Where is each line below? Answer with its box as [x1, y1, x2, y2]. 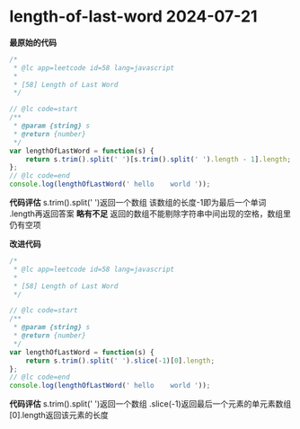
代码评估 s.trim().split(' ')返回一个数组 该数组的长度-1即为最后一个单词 [9, 197, 267, 208]
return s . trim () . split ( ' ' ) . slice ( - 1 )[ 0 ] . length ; [25, 356, 216, 365]
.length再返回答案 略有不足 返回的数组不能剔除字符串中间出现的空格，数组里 [9, 208, 292, 219]
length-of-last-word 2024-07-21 [9, 6, 258, 27]
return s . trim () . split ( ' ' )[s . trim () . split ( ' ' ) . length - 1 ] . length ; [25, 154, 292, 163]
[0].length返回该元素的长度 [9, 410, 110, 421]
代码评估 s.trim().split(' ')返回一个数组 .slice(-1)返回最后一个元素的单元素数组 [9, 398, 292, 409]
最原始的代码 [9, 37, 57, 48]
